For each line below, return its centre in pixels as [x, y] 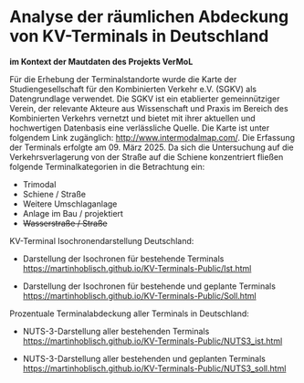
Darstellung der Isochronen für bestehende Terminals [123, 259]
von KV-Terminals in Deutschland [139, 36]
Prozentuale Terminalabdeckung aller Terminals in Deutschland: [129, 314]
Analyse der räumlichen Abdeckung [149, 17]
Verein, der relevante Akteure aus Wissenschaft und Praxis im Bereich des [149, 108]
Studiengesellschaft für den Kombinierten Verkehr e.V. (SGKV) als [133, 89]
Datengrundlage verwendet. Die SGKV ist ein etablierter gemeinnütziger [145, 99]
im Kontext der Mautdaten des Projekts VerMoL [101, 61]
